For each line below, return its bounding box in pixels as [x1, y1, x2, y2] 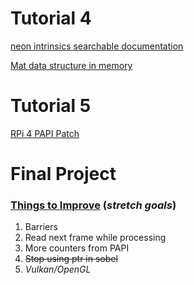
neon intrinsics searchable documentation [10, 40, 184, 52]
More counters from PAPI [24, 242, 130, 254]
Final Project [10, 163, 117, 186]
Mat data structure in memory [10, 59, 133, 71]
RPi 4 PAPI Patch [10, 127, 80, 139]
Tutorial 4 [10, 7, 92, 30]
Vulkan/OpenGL [24, 263, 92, 276]
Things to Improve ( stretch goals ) [10, 198, 177, 212]
